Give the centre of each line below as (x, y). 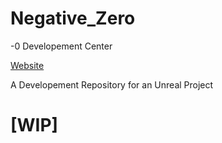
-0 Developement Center (61, 46)
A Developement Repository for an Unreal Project (112, 84)
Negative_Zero (73, 18)
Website (27, 65)
